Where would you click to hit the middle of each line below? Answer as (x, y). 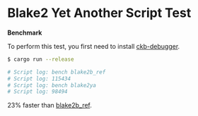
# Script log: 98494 (38, 92)
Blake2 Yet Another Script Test (99, 13)
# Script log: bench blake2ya (52, 85)
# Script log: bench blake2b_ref (57, 72)
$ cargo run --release (41, 59)
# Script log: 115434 (39, 79)
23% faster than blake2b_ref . (49, 105)
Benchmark (25, 33)
